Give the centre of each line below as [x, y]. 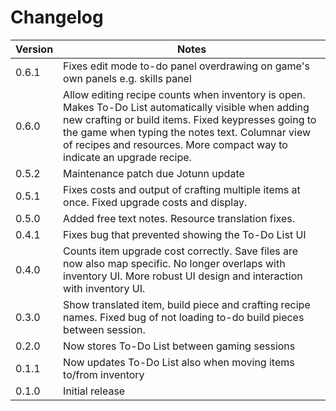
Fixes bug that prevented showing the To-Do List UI [185, 234]
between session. [104, 329]
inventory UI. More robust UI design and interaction [183, 276]
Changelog [57, 17]
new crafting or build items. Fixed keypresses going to [190, 119]
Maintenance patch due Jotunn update [154, 173]
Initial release [94, 391]
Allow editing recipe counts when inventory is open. [184, 94]
